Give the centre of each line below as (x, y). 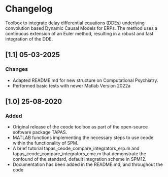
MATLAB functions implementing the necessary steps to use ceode (83, 138)
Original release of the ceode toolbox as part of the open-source (80, 127)
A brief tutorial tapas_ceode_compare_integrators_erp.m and (76, 148)
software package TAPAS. (40, 132)
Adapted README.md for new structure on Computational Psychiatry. (85, 80)
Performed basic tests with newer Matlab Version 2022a (72, 85)
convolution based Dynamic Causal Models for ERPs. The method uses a (81, 28)
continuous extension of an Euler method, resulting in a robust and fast (79, 33)
